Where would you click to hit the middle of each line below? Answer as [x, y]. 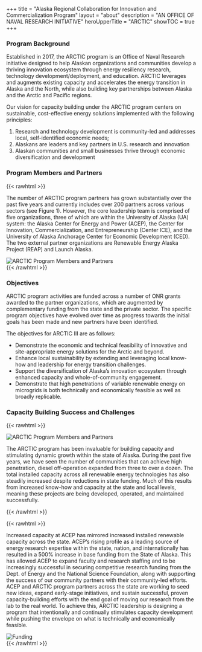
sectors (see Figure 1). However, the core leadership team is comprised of [98, 210]
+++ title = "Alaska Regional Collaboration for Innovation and [81, 9]
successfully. [23, 500]
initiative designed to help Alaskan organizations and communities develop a [101, 63]
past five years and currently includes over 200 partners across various [95, 204]
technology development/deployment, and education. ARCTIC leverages [96, 76]
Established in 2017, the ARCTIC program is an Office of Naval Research [96, 57]
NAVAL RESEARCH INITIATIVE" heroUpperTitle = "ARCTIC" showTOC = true [100, 21]
